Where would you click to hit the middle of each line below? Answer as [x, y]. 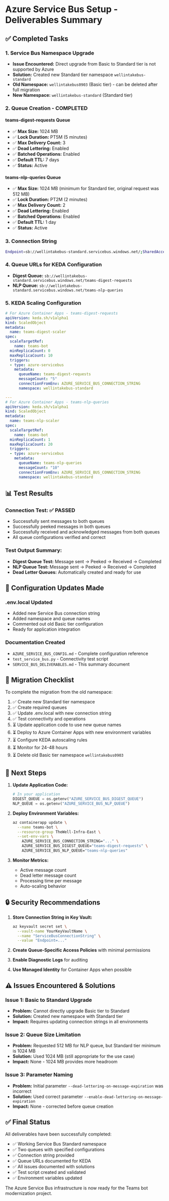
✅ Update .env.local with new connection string [62, 713]
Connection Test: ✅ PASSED [40, 510]
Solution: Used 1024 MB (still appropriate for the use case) [73, 1056]
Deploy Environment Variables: [46, 813]
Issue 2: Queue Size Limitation [43, 1035]
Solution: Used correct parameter [48, 1096]
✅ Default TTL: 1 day [34, 222]
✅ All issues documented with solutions [54, 1167]
